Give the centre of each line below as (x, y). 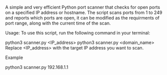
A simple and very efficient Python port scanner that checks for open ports (83, 7)
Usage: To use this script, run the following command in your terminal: (78, 33)
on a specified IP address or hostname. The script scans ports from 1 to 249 (84, 12)
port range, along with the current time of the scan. (58, 23)
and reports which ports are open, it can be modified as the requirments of (82, 18)
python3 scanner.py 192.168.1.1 (37, 67)
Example (14, 57)
